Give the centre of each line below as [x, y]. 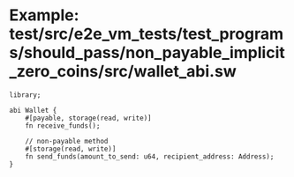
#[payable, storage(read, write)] [88, 118]
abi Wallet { [33, 110]
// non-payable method [67, 141]
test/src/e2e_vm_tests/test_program [147, 34]
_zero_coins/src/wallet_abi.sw [123, 72]
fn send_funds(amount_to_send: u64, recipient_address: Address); [150, 156]
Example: [44, 15]
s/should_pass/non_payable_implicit [147, 53]
